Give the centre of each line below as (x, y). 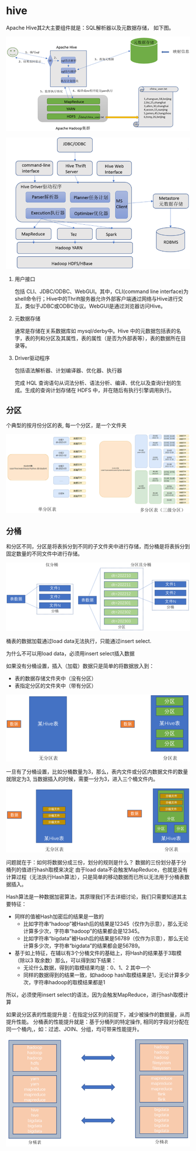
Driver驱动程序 (32, 358)
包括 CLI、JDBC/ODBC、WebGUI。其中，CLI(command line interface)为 (101, 291)
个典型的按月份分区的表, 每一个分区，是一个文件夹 (66, 425)
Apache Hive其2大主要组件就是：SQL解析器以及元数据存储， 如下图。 (90, 28)
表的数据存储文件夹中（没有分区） (55, 678)
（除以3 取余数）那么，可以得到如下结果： (65, 960)
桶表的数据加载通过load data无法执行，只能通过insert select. (79, 641)
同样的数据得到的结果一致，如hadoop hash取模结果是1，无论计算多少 (106, 975)
